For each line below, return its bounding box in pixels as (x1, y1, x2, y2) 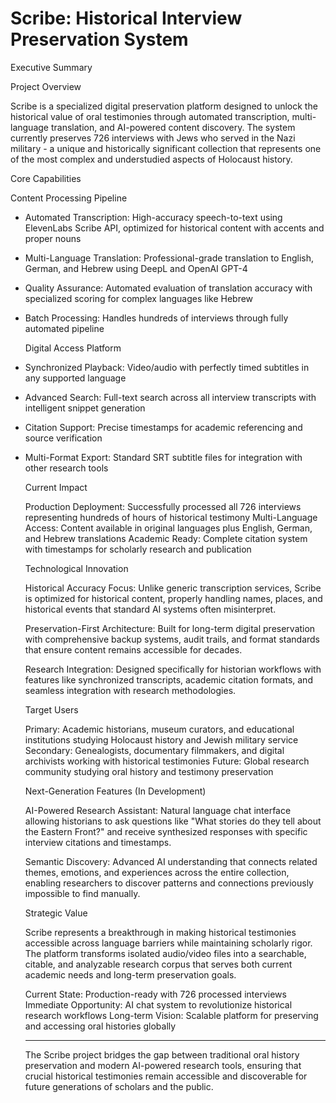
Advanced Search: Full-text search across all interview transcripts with (24, 391, 317, 403)
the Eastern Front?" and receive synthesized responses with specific (24, 825, 308, 837)
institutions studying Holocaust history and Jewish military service (24, 733, 299, 746)
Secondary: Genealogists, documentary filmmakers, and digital (24, 744, 285, 756)
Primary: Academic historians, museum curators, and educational (24, 723, 295, 735)
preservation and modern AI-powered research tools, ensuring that (24, 1059, 302, 1071)
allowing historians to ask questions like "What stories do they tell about (24, 815, 322, 827)
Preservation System (10, 28, 189, 51)
